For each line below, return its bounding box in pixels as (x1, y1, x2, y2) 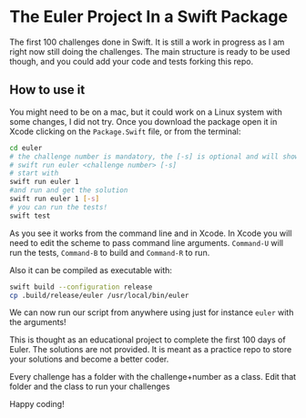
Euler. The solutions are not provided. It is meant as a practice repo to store (9, 344, 292, 355)
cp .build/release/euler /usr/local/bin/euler (9, 291, 189, 300)
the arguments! (9, 317, 66, 328)
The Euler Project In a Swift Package (9, 6, 289, 27)
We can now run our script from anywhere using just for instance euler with (9, 307, 294, 318)
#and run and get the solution (9, 186, 128, 195)
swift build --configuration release (9, 282, 153, 291)
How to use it (9, 82, 86, 97)
